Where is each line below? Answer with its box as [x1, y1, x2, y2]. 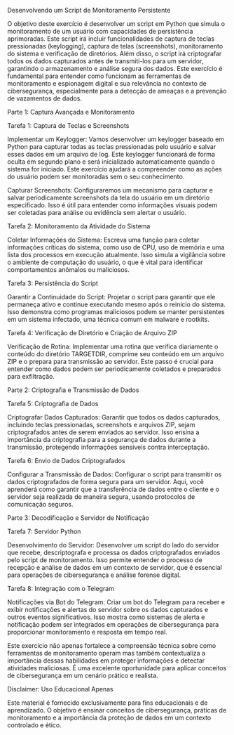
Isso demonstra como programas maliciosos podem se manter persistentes [7, 308, 226, 316]
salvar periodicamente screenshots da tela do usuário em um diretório [7, 193, 210, 202]
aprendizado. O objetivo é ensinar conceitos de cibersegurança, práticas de [7, 706, 227, 714]
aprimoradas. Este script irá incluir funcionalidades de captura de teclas [7, 34, 215, 43]
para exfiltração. [7, 372, 55, 380]
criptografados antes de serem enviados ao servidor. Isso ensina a [7, 428, 200, 436]
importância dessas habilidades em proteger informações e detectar [7, 656, 205, 665]
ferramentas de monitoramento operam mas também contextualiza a [7, 649, 205, 657]
